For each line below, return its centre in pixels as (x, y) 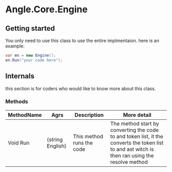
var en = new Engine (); (31, 55)
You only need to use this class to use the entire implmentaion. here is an (82, 40)
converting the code (134, 130)
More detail (137, 115)
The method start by (135, 123)
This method (88, 136)
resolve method (129, 162)
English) (57, 146)
